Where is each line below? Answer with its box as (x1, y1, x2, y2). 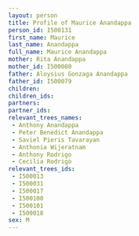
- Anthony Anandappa (11, 121, 79, 129)
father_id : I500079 (8, 77, 72, 85)
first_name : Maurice (8, 33, 76, 42)
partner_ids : (8, 107, 51, 115)
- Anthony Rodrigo (11, 150, 72, 158)
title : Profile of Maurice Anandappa (8, 19, 132, 27)
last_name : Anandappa (8, 41, 79, 49)
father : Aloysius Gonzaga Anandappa (8, 70, 128, 78)
